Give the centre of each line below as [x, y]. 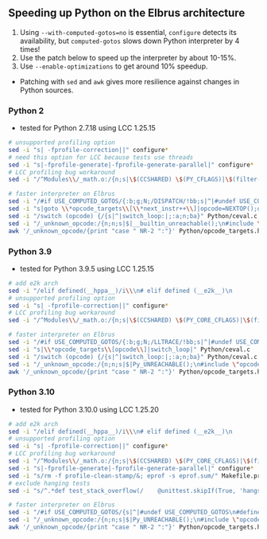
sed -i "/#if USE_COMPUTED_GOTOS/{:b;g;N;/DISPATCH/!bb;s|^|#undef [122, 201]
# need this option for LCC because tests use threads [101, 157]
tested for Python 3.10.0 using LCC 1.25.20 [89, 409]
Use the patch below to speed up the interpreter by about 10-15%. [128, 57]
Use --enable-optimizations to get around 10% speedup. [114, 66]
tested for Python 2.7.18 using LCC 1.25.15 [88, 128]
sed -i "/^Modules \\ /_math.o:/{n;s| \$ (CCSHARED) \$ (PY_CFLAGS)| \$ [120, 180]
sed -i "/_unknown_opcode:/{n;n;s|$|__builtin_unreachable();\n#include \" [136, 223]
